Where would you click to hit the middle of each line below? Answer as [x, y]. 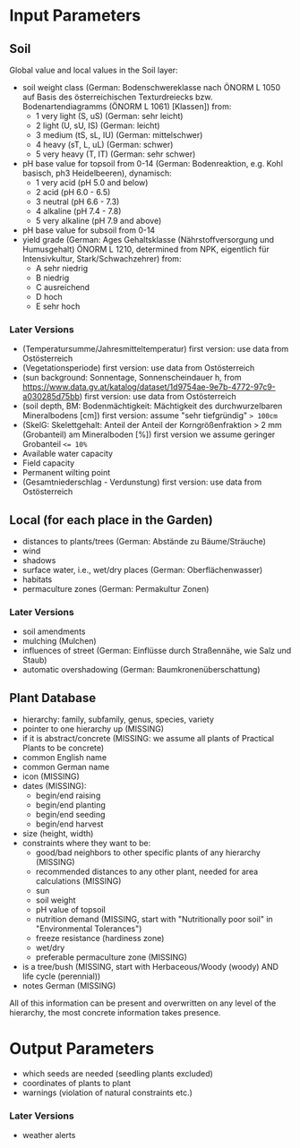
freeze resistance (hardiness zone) [100, 938]
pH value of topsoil [70, 910]
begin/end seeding [70, 815]
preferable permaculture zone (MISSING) [111, 957]
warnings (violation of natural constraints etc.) [107, 1092]
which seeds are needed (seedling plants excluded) [117, 1074]
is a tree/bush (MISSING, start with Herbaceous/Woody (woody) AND [150, 967]
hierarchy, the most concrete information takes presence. [115, 1013]
